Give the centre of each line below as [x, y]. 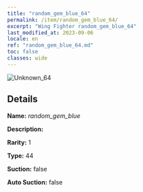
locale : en [23, 39]
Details [22, 99]
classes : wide [27, 58]
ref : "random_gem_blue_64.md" [51, 45]
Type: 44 [20, 156]
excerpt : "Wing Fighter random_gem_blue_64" [72, 26]
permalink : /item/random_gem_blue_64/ [63, 20]
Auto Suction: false [35, 182]
